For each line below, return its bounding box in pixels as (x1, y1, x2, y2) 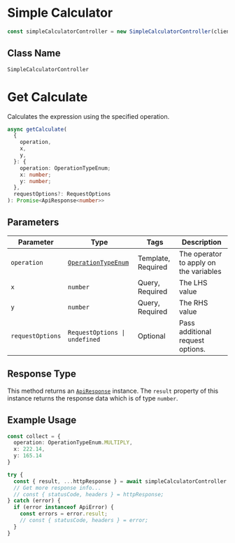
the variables (178, 266, 222, 276)
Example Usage (7, 414, 77, 426)
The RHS (178, 298, 208, 307)
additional (178, 326, 212, 336)
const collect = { (7, 433, 61, 440)
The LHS (178, 277, 208, 287)
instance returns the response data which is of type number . (7, 393, 178, 403)
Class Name (7, 48, 61, 59)
